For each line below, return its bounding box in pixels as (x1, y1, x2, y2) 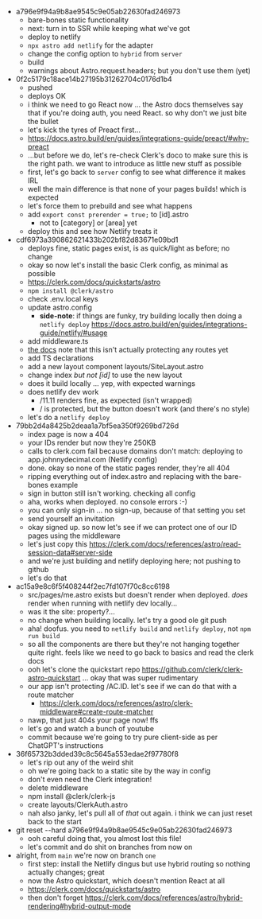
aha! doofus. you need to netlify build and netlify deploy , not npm (27, 624, 252, 633)
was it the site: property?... (27, 607, 115, 616)
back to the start (27, 817, 82, 826)
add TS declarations (27, 353, 94, 363)
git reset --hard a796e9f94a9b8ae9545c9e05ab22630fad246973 (15, 825, 233, 835)
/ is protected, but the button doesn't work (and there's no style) (39, 404, 250, 413)
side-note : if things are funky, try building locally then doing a (39, 311, 242, 321)
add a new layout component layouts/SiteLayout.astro (27, 362, 204, 371)
